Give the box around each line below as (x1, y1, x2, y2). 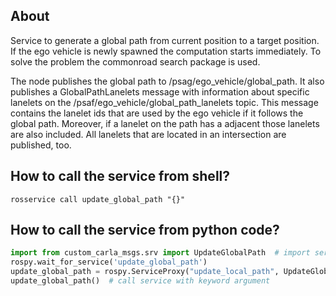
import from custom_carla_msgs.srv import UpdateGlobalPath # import (10, 248, 311, 258)
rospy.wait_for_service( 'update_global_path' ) (10, 257, 208, 268)
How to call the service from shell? (10, 168, 231, 185)
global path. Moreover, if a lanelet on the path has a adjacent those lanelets (10, 117, 320, 129)
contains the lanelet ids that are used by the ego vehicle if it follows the (10, 107, 304, 119)
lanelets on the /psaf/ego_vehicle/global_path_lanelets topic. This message (10, 96, 319, 108)
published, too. (10, 139, 72, 151)
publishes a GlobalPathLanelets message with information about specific (10, 85, 310, 98)
